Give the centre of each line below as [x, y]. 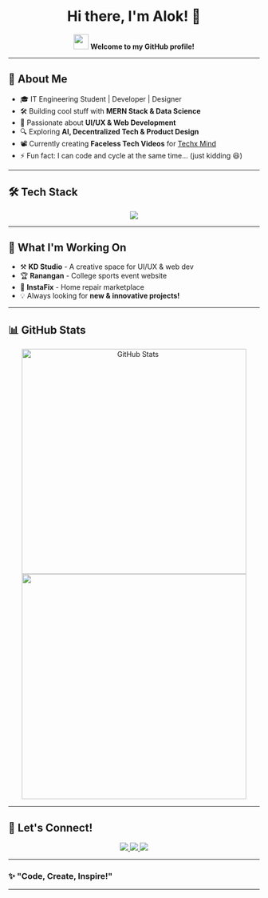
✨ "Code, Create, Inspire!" [61, 876]
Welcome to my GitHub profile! [143, 46]
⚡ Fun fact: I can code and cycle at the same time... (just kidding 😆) [131, 155]
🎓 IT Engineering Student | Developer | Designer [100, 98]
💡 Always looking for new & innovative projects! [100, 296]
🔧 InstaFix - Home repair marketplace [82, 287]
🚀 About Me [38, 79]
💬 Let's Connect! [51, 828]
